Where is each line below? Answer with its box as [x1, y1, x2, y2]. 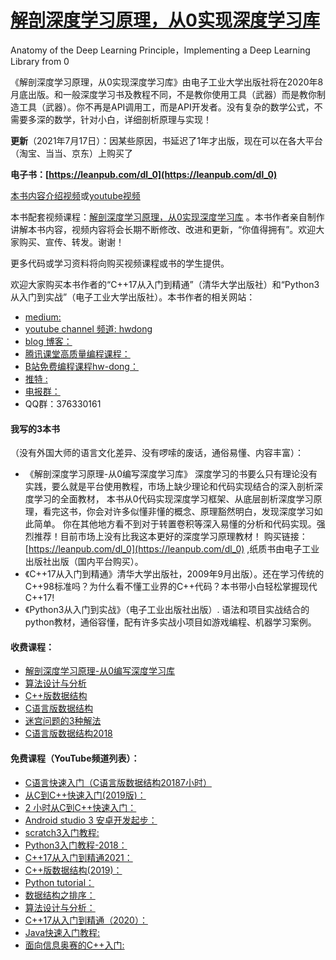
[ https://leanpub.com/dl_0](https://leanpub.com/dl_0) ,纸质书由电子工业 [24, 543, 320, 555]
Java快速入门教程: [24, 926, 101, 938]
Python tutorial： [24, 876, 95, 888]
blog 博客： [24, 335, 73, 347]
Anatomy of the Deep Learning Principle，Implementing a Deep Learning [10, 44, 311, 56]
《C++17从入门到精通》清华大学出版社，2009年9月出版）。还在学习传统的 [24, 568, 325, 580]
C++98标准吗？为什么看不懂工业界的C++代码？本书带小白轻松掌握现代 [24, 581, 318, 593]
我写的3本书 [10, 422, 61, 435]
